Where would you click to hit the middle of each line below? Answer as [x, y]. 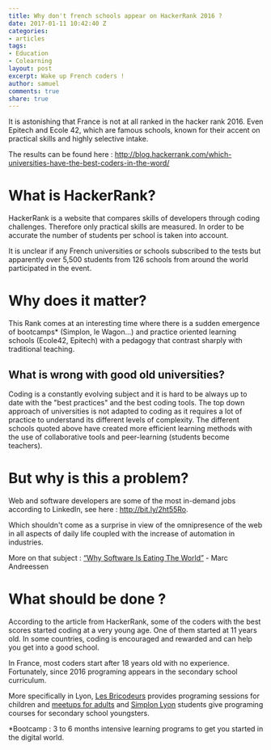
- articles [27, 38]
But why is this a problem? [99, 479]
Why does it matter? [78, 301]
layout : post [30, 69]
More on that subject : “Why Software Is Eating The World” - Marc [118, 557]
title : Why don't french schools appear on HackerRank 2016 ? [115, 16]
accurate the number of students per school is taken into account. [119, 235]
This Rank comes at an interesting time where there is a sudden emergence [134, 324]
